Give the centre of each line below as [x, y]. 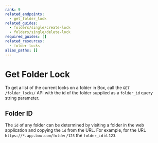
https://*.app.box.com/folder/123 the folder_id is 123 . [61, 135]
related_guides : [21, 23]
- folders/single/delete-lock [40, 32]
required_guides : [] [26, 37]
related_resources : [25, 41]
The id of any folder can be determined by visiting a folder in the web [75, 125]
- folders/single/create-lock [40, 28]
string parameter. [22, 98]
